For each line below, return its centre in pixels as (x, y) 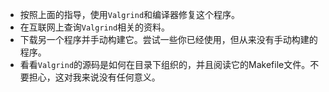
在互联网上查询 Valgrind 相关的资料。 (95, 27)
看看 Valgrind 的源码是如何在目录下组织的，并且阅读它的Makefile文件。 (165, 64)
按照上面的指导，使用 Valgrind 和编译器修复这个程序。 (130, 14)
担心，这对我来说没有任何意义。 (94, 77)
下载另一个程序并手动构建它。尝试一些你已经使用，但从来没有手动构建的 (168, 39)
